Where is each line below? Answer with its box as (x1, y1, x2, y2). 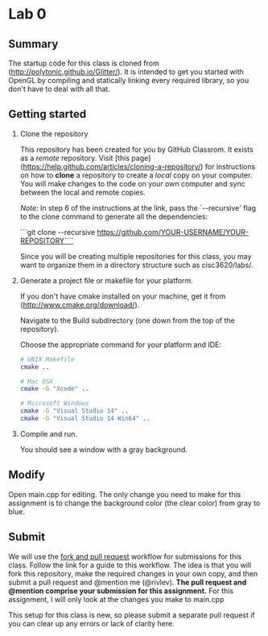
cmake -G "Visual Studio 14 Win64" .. (19, 415, 150, 423)
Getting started (8, 107, 87, 121)
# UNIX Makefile (19, 355, 75, 363)
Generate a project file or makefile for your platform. (19, 275, 193, 285)
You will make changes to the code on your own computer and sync (19, 178, 245, 188)
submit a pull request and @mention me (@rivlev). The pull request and (8, 577, 247, 587)
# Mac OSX (19, 377, 54, 386)
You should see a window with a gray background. (19, 445, 188, 454)
